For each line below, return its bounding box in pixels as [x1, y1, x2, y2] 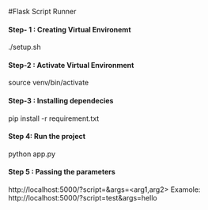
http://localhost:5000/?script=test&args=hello [8, 193, 157, 203]
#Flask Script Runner [8, 7, 77, 16]
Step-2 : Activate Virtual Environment [8, 60, 134, 69]
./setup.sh [8, 43, 41, 52]
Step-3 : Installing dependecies [8, 96, 114, 105]
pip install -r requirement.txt [8, 114, 100, 123]
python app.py [8, 149, 56, 159]
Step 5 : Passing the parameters [8, 167, 116, 177]
